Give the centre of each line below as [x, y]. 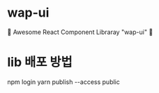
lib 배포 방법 [40, 62]
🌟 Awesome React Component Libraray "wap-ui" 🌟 [80, 32]
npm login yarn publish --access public [64, 82]
